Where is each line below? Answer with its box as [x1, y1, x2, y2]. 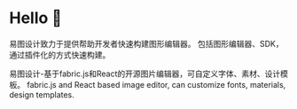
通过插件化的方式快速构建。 [9, 49, 111, 60]
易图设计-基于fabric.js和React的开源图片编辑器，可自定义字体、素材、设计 [9, 68, 281, 79]
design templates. [9, 89, 75, 100]
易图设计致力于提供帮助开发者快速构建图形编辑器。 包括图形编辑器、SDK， [9, 38, 284, 49]
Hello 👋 [9, 8, 62, 28]
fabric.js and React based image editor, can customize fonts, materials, [26, 79, 286, 90]
